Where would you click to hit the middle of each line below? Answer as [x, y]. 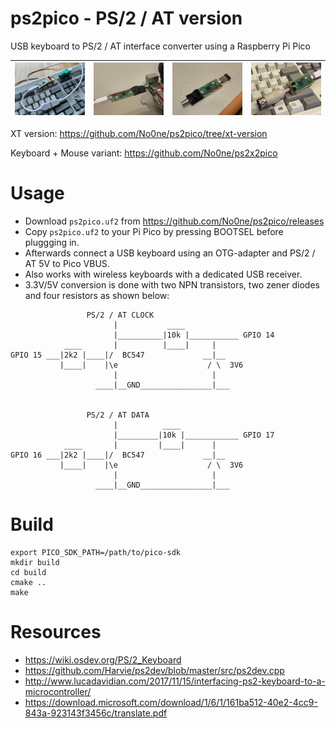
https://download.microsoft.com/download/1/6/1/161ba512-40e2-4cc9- [171, 702]
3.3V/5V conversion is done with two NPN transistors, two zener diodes [172, 284]
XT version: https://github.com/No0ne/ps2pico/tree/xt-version [139, 133]
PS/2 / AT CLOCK [120, 315]
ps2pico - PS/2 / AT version [126, 18]
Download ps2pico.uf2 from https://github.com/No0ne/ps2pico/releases [174, 221]
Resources [56, 632]
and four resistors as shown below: [97, 295]
